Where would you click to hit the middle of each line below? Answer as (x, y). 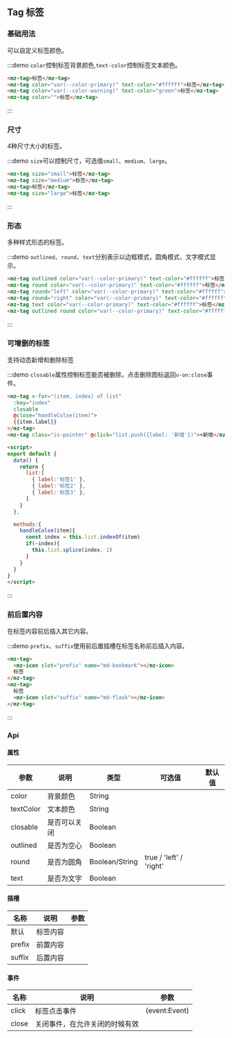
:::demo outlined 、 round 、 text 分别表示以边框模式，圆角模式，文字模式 (109, 257)
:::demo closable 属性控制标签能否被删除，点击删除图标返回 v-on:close (107, 374)
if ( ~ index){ (42, 544)
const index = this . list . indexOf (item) (83, 537)
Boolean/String (114, 861)
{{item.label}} (35, 422)
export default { (32, 454)
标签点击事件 (56, 1011)
